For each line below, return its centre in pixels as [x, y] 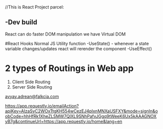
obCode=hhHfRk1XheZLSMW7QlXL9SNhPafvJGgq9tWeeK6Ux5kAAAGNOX [81, 116]
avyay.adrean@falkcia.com [32, 96]
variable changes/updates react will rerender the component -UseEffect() [79, 49]
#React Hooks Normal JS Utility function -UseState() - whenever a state [77, 43]
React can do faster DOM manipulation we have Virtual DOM [65, 34]
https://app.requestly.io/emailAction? [42, 106]
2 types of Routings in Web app [69, 68]
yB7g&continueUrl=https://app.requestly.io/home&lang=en [64, 121]
